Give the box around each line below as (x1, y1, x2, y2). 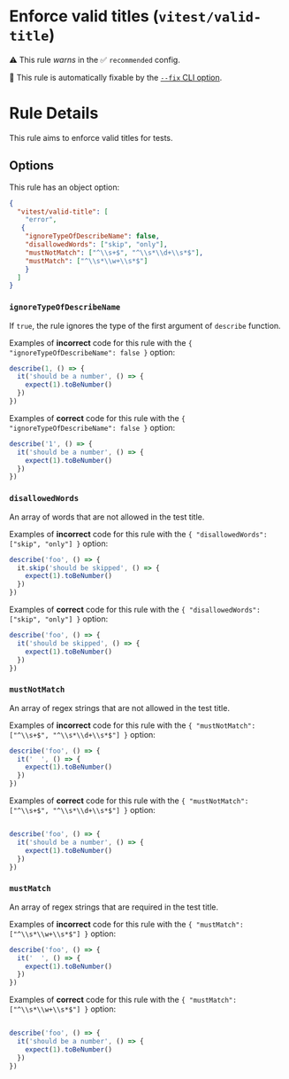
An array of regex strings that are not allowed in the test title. (9, 702, 230, 713)
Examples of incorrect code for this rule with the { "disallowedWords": (9, 528, 268, 539)
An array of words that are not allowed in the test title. (9, 512, 205, 522)
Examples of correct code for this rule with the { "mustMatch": (9, 995, 237, 1005)
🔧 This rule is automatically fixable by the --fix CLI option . (9, 72, 223, 82)
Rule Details (9, 104, 99, 123)
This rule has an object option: (9, 182, 120, 192)
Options (9, 158, 55, 174)
